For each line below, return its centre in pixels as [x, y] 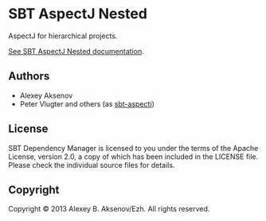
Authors [29, 76]
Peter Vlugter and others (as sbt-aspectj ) [87, 103]
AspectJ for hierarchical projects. [63, 36]
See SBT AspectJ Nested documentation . [76, 51]
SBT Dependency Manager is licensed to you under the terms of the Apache [133, 148]
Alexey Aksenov [46, 95]
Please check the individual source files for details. [92, 165]
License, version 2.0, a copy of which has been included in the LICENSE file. [133, 157]
